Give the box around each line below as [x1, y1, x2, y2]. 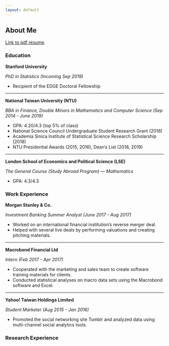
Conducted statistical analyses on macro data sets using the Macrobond [12, 277, 163, 283]
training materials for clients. [12, 272, 72, 278]
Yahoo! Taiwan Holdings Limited [5, 297, 74, 303]
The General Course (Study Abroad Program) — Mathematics [5, 168, 134, 174]
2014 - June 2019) [5, 112, 43, 119]
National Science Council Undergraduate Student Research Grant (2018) [12, 128, 162, 134]
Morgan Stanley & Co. [5, 202, 52, 208]
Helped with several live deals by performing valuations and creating [12, 227, 155, 233]
